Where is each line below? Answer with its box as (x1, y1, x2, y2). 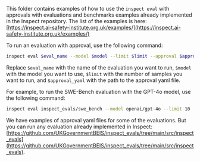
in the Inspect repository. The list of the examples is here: (6, 18, 147, 24)
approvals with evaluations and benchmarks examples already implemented (6, 11, 192, 18)
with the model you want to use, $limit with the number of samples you (6, 70, 183, 77)
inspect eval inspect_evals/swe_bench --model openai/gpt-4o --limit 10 (6, 106, 190, 112)
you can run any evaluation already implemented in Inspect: (6, 123, 153, 130)
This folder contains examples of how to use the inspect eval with (6, 5, 170, 12)
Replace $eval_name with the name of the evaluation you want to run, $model (6, 64, 192, 71)
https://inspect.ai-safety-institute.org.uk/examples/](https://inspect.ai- (8, 24, 182, 31)
